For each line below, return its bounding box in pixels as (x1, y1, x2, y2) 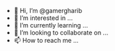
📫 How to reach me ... (13, 37, 79, 44)
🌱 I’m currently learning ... (13, 21, 89, 29)
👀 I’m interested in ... (13, 14, 73, 22)
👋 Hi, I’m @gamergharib (13, 7, 82, 14)
